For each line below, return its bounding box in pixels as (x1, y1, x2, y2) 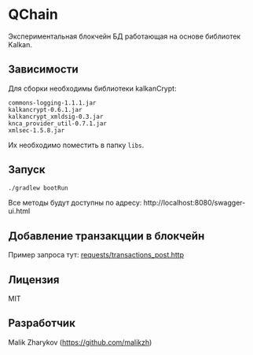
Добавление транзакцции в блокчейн (8, 229, 205, 242)
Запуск (8, 163, 46, 176)
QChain (8, 6, 59, 24)
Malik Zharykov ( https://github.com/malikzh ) (8, 337, 152, 347)
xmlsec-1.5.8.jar (8, 126, 65, 135)
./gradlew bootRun (8, 183, 68, 192)
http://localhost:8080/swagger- (143, 198, 246, 208)
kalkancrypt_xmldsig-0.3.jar (8, 113, 104, 120)
